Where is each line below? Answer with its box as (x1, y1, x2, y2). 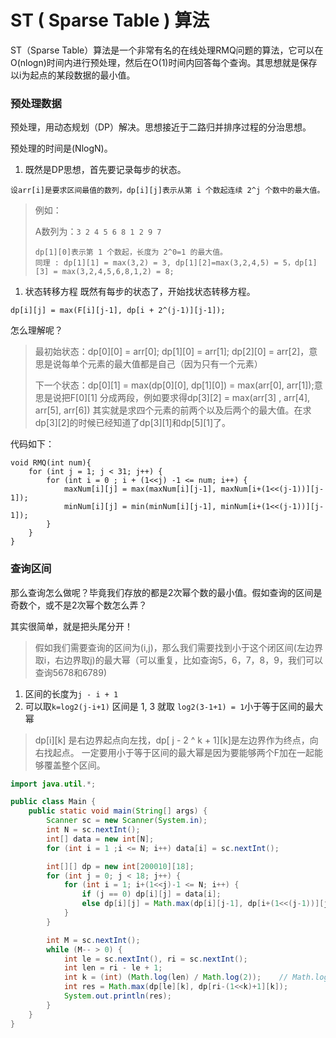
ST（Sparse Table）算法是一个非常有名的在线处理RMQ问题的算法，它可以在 (10, 44, 324, 56)
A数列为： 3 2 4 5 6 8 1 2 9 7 (34, 226, 162, 238)
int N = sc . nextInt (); (46, 825, 141, 835)
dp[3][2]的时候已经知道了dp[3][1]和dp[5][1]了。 (34, 417, 232, 429)
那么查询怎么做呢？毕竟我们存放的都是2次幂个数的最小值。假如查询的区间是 (10, 586, 323, 598)
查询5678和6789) (34, 666, 108, 678)
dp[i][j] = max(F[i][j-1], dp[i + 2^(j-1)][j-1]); (10, 306, 226, 316)
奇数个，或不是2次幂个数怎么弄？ (10, 599, 148, 611)
